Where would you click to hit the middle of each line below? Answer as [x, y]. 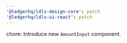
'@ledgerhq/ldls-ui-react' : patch [49, 17]
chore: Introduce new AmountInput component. [64, 34]
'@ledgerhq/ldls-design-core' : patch [53, 11]
